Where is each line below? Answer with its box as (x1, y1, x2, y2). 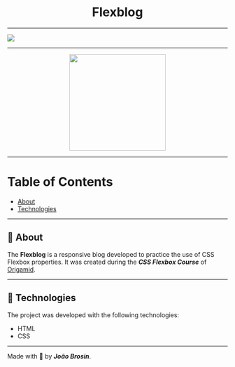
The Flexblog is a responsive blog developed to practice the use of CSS (7, 250, 215, 258)
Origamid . (7, 265, 36, 274)
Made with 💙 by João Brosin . (7, 352, 92, 360)
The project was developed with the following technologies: (7, 310, 180, 319)
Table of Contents (7, 174, 113, 190)
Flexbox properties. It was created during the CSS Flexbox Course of (7, 258, 207, 266)
